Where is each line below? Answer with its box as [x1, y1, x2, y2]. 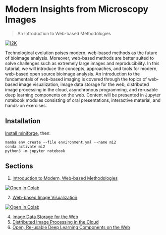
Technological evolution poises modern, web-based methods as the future [5, 50, 158, 56]
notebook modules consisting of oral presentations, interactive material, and [5, 97, 161, 103]
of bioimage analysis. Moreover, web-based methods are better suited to [5, 55, 154, 61]
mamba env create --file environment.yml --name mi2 [5, 140, 116, 145]
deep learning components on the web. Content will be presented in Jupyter [5, 92, 161, 98]
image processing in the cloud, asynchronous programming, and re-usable [5, 86, 158, 92]
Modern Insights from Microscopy [5, 3, 149, 15]
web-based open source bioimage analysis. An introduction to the [5, 71, 140, 77]
